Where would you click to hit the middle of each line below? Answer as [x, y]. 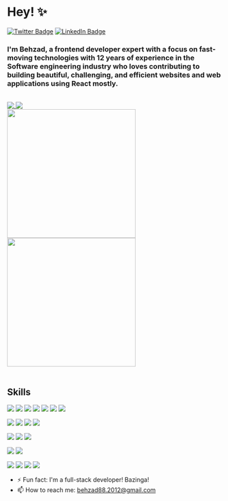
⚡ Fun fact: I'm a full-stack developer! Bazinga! [83, 480]
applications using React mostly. [63, 83]
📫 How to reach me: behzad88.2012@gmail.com [86, 490]
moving [20, 58]
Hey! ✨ [27, 12]
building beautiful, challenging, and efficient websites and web [114, 75]
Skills [19, 392]
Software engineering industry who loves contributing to [103, 66]
